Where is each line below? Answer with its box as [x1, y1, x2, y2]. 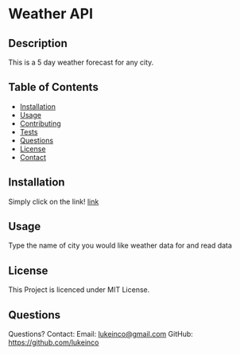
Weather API [8, 5, 94, 23]
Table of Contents [8, 80, 99, 94]
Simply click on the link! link [8, 197, 99, 206]
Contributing [19, 119, 61, 128]
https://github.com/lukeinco [8, 337, 99, 347]
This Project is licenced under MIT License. [8, 285, 150, 295]
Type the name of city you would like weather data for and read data [8, 240, 233, 251]
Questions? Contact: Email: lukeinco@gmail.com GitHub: [8, 330, 193, 339]
